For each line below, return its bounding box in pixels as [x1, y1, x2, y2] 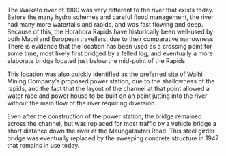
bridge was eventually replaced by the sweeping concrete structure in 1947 [7, 134, 219, 142]
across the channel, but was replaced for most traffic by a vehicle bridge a [7, 120, 216, 127]
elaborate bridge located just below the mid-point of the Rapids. [7, 57, 187, 64]
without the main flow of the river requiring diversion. [7, 99, 157, 107]
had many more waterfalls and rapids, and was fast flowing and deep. [7, 21, 203, 28]
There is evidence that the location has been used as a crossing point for [7, 42, 213, 50]
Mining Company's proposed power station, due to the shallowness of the [7, 77, 215, 85]
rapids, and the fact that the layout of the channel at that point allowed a [7, 85, 210, 92]
